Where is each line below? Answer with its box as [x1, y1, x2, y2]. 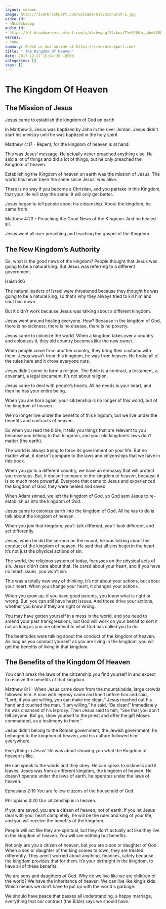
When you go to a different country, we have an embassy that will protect [5, 467, 155, 473]
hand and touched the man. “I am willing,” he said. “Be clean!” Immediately [5, 702, 157, 708]
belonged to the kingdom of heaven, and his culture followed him [5, 732, 138, 738]
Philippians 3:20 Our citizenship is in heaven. [5, 797, 97, 803]
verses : [5, 35, 21, 40]
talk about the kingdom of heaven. [5, 513, 75, 519]
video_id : [5, 16, 26, 21]
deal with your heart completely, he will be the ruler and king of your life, [5, 812, 153, 818]
